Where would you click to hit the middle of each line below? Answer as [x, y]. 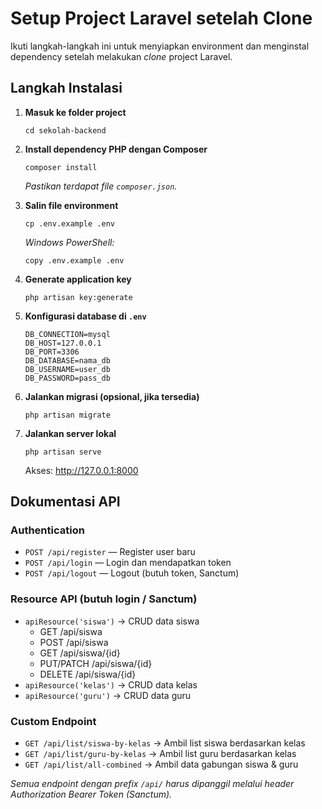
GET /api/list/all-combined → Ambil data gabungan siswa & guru [161, 764]
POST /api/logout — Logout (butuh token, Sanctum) [132, 573]
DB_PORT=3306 [52, 352]
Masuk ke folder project [75, 112]
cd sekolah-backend [65, 130]
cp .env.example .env [69, 223]
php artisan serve [63, 452]
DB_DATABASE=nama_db [67, 360]
